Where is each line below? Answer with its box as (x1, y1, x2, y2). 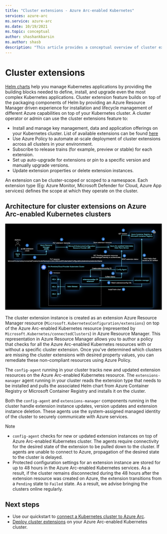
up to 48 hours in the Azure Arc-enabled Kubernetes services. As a (12, 465, 151, 471)
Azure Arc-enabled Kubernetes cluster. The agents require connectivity (12, 438, 159, 444)
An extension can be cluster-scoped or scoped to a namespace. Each (5, 177, 148, 183)
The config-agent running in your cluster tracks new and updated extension (5, 367, 161, 373)
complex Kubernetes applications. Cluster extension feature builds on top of (5, 94, 161, 100)
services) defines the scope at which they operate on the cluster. (5, 188, 139, 194)
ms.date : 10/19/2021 (5, 24, 48, 29)
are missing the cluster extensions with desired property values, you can (5, 352, 154, 358)
